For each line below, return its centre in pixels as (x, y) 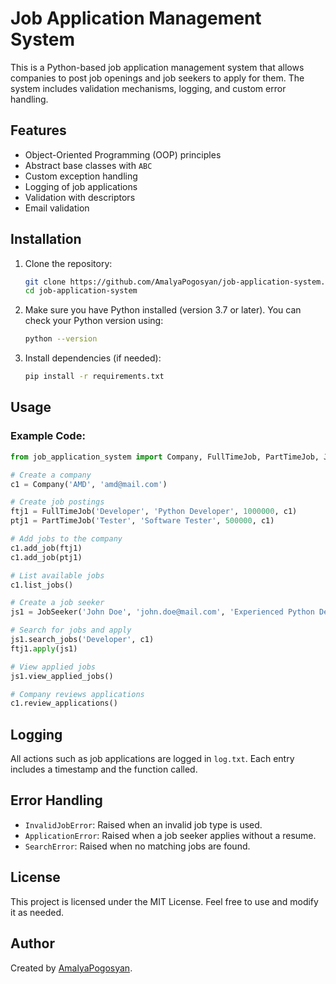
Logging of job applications (81, 186)
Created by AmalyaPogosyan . (71, 968)
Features (38, 130)
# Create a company (51, 475)
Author (32, 943)
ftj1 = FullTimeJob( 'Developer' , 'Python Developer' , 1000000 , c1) (154, 512)
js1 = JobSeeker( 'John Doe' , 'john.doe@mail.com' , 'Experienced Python (162, 612)
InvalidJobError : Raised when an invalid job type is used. (143, 824)
